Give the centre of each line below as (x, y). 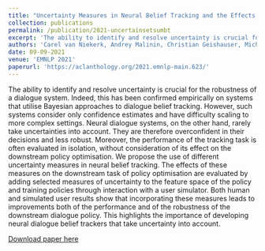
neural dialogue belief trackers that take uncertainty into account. (114, 223)
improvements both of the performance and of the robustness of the (119, 207)
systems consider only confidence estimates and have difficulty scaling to (129, 114)
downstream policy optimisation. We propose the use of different (114, 156)
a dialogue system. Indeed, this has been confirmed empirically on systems (131, 97)
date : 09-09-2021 (37, 52)
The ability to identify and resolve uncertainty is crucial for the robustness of (132, 89)
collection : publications (50, 23)
